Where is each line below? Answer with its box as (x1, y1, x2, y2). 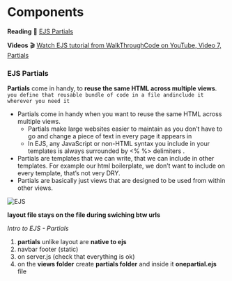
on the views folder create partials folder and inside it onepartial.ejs (17, 260, 217, 268)
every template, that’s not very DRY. (17, 169, 121, 177)
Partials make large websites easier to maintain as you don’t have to (27, 125, 223, 133)
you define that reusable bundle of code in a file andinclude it (7, 92, 204, 99)
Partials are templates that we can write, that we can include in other (17, 154, 215, 163)
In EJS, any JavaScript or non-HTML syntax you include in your (27, 140, 210, 148)
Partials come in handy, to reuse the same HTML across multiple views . (7, 84, 217, 93)
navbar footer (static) (17, 245, 79, 254)
